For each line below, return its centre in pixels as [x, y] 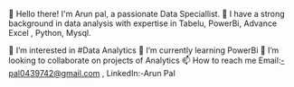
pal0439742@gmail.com [54, 73]
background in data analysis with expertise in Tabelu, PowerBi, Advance [143, 23]
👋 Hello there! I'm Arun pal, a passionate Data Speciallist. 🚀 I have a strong [147, 14]
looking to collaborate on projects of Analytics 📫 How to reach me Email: [145, 60]
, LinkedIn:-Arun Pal [138, 73]
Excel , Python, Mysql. [50, 33]
